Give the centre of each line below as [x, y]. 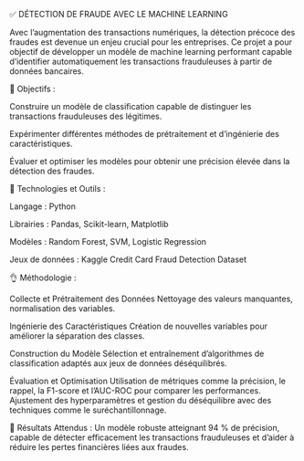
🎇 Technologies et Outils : [58, 189]
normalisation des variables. [63, 309]
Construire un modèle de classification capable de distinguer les [131, 106]
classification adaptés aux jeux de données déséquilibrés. [118, 363]
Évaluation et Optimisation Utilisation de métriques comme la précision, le [147, 381]
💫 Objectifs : [33, 89]
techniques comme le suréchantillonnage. [88, 410]
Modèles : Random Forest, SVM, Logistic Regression [108, 241]
